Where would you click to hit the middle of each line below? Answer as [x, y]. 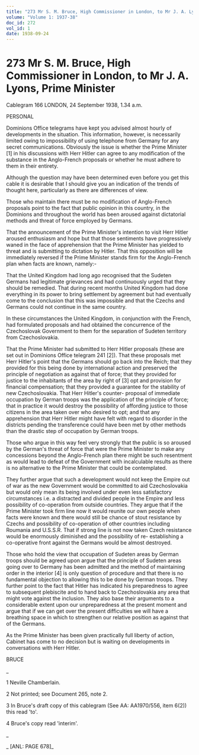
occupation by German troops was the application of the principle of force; [97, 400]
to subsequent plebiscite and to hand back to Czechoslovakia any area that [98, 592]
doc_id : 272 [21, 23]
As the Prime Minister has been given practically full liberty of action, [90, 635]
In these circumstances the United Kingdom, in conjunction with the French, [99, 318]
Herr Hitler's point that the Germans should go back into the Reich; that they [99, 362]
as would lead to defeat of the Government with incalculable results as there [99, 462]
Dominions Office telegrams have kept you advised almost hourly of [89, 128]
